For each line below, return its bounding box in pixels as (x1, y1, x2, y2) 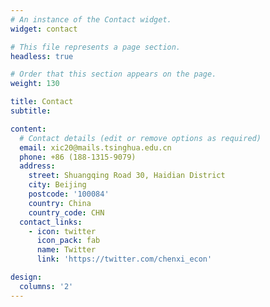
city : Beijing (28, 180, 87, 190)
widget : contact (10, 24, 78, 34)
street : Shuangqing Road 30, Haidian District (28, 171, 226, 181)
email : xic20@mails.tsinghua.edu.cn (19, 142, 172, 153)
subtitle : (10, 106, 52, 116)
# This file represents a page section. (10, 42, 182, 52)
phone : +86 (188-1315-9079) (19, 152, 137, 162)
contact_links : (19, 217, 83, 227)
